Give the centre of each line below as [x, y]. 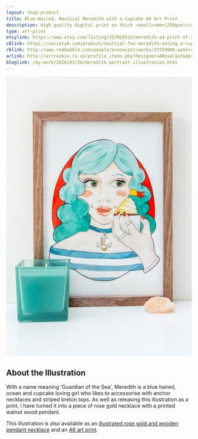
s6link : [16, 44]
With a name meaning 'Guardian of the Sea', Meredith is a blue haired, [91, 387]
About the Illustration [46, 373]
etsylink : [18, 38]
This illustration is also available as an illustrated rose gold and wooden [92, 424]
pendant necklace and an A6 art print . [52, 430]
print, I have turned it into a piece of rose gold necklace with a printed [91, 406]
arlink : [16, 56]
